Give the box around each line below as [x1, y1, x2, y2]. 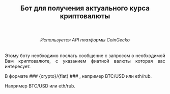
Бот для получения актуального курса [20, 4, 150, 13]
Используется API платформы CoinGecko [40, 37, 130, 43]
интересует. [5, 63, 31, 70]
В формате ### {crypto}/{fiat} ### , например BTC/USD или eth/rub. [5, 73, 152, 79]
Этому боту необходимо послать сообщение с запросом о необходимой [5, 53, 165, 59]
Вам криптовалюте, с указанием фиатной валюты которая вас [5, 58, 165, 64]
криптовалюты [60, 12, 110, 21]
